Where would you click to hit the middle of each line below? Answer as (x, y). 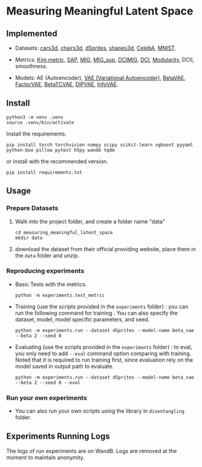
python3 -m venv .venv (35, 117)
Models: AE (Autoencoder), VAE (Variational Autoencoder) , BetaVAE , (100, 78)
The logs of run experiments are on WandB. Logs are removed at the (92, 451)
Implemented (32, 34)
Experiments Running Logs (58, 436)
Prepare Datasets (32, 208)
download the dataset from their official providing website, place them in (105, 249)
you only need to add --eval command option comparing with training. (103, 353)
